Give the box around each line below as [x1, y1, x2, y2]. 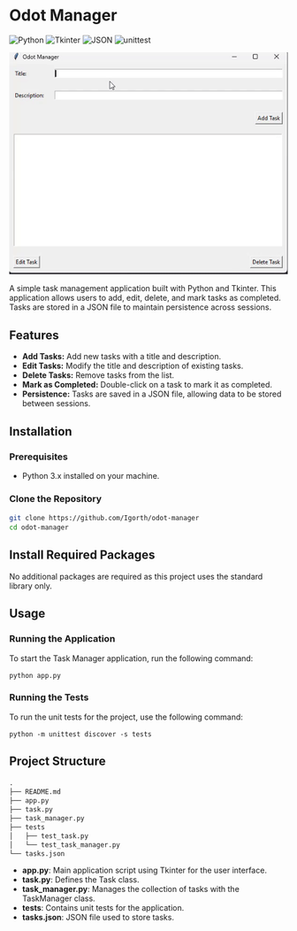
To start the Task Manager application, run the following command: [9, 652, 254, 664]
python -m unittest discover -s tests [9, 729, 152, 739]
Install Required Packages [9, 548, 156, 563]
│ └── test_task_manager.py [9, 840, 121, 850]
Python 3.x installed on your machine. [21, 470, 160, 481]
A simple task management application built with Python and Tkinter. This [9, 283, 277, 294]
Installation [9, 424, 72, 439]
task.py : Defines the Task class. [21, 873, 140, 885]
